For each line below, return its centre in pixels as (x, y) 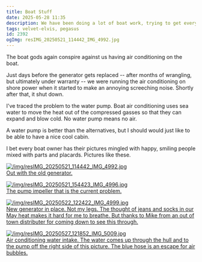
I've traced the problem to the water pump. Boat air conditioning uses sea (97, 106)
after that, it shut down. (35, 94)
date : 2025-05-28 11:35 (36, 17)
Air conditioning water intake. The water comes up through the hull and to (98, 240)
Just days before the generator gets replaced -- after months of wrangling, (99, 75)
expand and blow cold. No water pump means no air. (72, 119)
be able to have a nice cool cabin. (48, 137)
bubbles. (17, 253)
